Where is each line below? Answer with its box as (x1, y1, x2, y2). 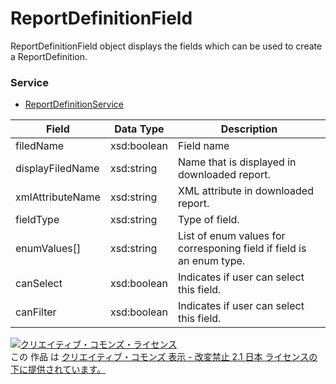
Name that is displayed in (177, 155, 297, 169)
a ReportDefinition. (10, 50, 88, 62)
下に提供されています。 (10, 363, 107, 376)
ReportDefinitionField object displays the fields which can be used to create (10, 40, 323, 52)
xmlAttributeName (15, 190, 101, 204)
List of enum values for (177, 229, 286, 243)
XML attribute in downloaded (177, 184, 314, 198)
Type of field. (177, 213, 240, 227)
